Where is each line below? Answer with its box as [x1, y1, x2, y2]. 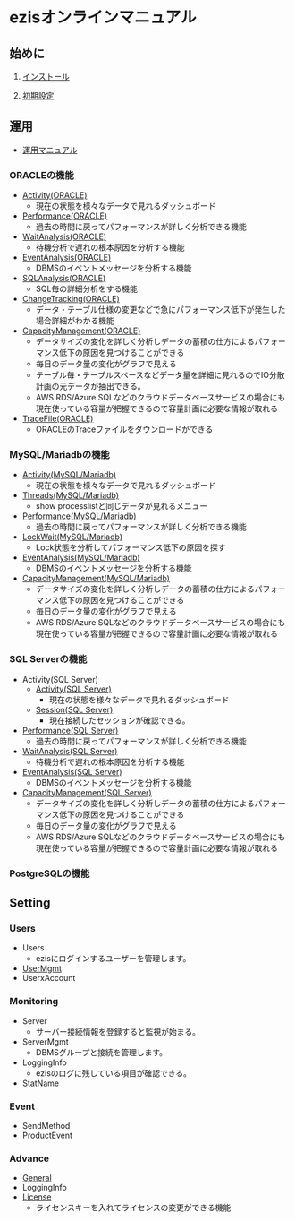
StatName [21, 1078, 60, 1088]
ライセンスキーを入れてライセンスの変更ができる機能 [35, 1202, 232, 1213]
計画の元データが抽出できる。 [35, 381, 146, 391]
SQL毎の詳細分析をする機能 [35, 283, 139, 295]
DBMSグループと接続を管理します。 [35, 1046, 168, 1057]
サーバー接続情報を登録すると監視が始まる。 [35, 1026, 201, 1036]
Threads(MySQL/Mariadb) [21, 490, 119, 501]
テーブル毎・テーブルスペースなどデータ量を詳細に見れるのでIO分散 [35, 370, 285, 381]
